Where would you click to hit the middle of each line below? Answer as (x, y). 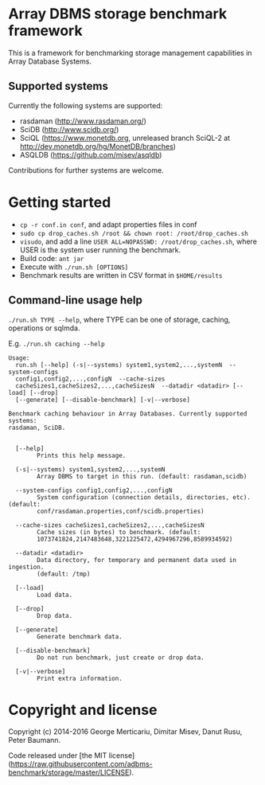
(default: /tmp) (64, 574)
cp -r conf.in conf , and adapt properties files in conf (108, 225)
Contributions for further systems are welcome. (86, 170)
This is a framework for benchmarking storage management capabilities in (130, 53)
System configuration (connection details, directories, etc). (144, 497)
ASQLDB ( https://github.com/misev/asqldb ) (91, 154)
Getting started (60, 202)
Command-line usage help (76, 301)
